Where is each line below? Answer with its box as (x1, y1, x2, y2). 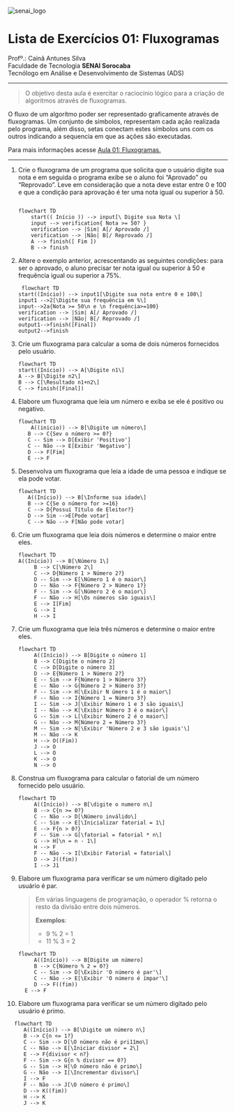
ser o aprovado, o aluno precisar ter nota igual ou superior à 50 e (17, 264, 205, 272)
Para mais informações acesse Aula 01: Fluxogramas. (8, 145, 161, 153)
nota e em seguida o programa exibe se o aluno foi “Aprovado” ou (17, 173, 208, 181)
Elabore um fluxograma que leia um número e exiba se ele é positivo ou (17, 397, 224, 405)
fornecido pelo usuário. (17, 781, 86, 790)
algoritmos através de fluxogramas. (24, 96, 128, 105)
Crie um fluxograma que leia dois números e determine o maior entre (17, 530, 217, 539)
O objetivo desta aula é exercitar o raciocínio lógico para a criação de (24, 89, 225, 97)
